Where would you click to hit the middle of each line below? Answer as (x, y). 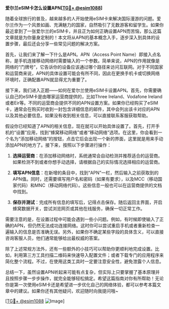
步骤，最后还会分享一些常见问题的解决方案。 (56, 44)
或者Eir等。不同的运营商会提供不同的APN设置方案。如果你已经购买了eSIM (82, 103)
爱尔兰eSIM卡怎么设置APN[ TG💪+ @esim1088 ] (54, 8)
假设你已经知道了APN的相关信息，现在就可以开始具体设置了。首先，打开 (80, 126)
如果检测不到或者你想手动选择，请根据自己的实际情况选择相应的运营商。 (87, 162)
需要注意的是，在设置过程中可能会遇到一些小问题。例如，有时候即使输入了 (82, 219)
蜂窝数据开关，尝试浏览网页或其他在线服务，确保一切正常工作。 (78, 209)
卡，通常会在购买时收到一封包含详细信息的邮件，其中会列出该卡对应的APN (82, 109)
